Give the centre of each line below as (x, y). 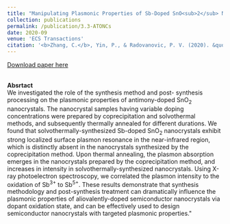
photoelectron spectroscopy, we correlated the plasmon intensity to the (118, 176)
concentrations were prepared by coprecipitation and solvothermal (101, 116)
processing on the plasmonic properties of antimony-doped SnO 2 (100, 101)
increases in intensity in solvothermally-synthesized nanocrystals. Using (109, 169)
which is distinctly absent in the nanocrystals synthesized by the (98, 147)
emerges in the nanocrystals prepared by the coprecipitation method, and (111, 161)
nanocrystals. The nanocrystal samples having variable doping (95, 109)
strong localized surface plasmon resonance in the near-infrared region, (109, 139)
